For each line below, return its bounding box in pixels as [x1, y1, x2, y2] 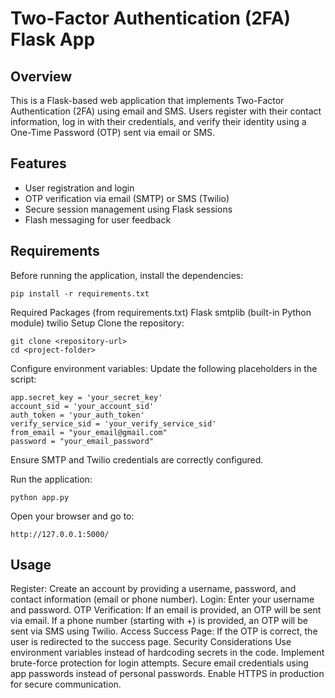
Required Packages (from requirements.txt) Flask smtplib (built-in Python [10, 306, 312, 318]
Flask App [10, 28, 96, 51]
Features [10, 155, 67, 172]
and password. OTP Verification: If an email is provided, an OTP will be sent [10, 604, 322, 616]
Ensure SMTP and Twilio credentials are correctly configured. [10, 453, 264, 466]
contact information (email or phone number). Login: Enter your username [10, 593, 315, 606]
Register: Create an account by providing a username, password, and [10, 583, 297, 595]
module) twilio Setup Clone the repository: [10, 317, 185, 329]
